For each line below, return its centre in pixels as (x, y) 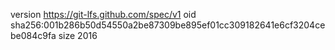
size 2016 (78, 35)
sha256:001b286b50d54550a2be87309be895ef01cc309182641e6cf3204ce (168, 25)
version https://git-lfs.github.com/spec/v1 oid (103, 14)
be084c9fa (33, 35)
